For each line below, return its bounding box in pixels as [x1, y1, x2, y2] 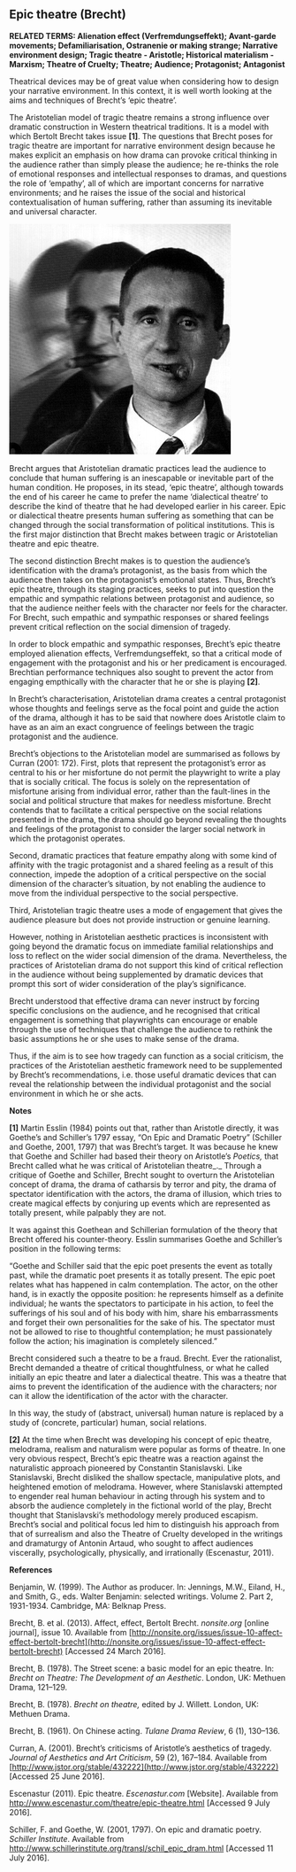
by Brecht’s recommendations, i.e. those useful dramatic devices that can [9, 1069, 277, 1080]
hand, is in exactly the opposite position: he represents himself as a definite [9, 1288, 285, 1299]
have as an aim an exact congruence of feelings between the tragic [9, 721, 254, 732]
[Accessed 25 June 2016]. [9, 1771, 105, 1782]
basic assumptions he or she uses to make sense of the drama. [9, 1033, 239, 1044]
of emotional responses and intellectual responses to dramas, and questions [9, 168, 287, 179]
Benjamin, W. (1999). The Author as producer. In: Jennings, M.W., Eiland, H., [9, 1581, 285, 1592]
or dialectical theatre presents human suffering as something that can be [9, 509, 274, 521]
